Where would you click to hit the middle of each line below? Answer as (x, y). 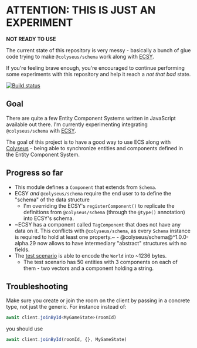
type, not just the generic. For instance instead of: (67, 307)
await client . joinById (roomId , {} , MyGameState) (67, 340)
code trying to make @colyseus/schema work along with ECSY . (80, 56)
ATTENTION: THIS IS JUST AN (81, 10)
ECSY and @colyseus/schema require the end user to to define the (93, 193)
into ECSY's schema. (49, 218)
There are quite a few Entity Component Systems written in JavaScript (91, 118)
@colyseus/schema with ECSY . (41, 130)
